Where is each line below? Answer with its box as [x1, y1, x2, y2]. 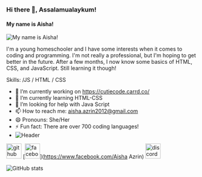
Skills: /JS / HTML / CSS [6, 76, 67, 84]
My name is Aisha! [6, 20, 54, 28]
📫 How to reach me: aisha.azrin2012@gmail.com [15, 108, 138, 115]
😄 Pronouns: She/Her [15, 116, 70, 123]
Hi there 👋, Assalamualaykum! [6, 5, 97, 14]
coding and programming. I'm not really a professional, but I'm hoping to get [6, 52, 197, 59]
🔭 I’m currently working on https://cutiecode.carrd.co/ [15, 88, 150, 95]
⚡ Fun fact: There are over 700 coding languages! [15, 123, 139, 130]
